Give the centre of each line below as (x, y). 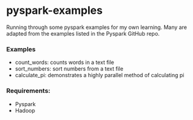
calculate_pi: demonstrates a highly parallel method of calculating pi (100, 75)
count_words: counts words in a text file (65, 62)
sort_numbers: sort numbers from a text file (69, 69)
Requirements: (28, 91)
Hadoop (25, 110)
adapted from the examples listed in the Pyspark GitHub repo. (83, 33)
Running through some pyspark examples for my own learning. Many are (96, 27)
